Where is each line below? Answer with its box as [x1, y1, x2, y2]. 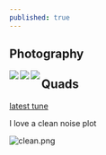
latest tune [9, 100, 49, 111]
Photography [9, 47, 84, 62]
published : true [9, 13, 70, 22]
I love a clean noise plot [9, 117, 97, 128]
